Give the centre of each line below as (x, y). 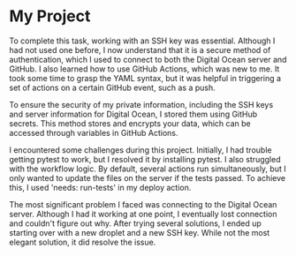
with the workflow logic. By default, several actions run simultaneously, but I (148, 169)
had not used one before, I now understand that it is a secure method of (140, 49)
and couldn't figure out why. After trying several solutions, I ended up (136, 223)
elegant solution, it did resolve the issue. (83, 242)
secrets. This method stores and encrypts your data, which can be (130, 123)
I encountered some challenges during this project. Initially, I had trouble (140, 150)
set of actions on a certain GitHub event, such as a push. (113, 87)
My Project (50, 16)
